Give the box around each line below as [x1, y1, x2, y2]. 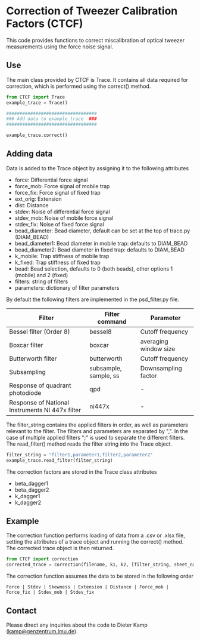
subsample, [89, 364, 122, 372]
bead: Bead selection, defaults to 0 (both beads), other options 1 [14, 265, 173, 272]
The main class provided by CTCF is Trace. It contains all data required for [6, 76, 189, 83]
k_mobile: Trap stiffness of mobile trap [14, 252, 110, 259]
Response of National [9, 398, 70, 407]
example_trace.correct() [6, 133, 68, 139]
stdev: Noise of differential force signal [14, 208, 110, 215]
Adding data [6, 149, 53, 159]
